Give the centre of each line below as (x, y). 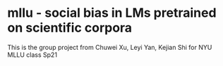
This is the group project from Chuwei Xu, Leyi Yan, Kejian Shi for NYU (110, 47)
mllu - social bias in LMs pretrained (112, 13)
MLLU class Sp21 (32, 55)
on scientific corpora (70, 28)
